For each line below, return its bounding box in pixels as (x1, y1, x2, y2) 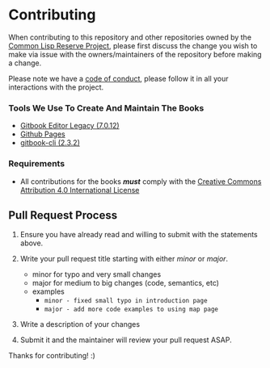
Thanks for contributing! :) (8, 351, 95, 361)
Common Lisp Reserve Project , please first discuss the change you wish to (8, 40, 258, 50)
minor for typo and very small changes (32, 270, 162, 279)
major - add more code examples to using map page (44, 305, 219, 314)
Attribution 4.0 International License (19, 185, 140, 194)
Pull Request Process (8, 208, 118, 222)
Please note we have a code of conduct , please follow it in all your (8, 73, 229, 83)
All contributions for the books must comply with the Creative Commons (19, 176, 262, 186)
